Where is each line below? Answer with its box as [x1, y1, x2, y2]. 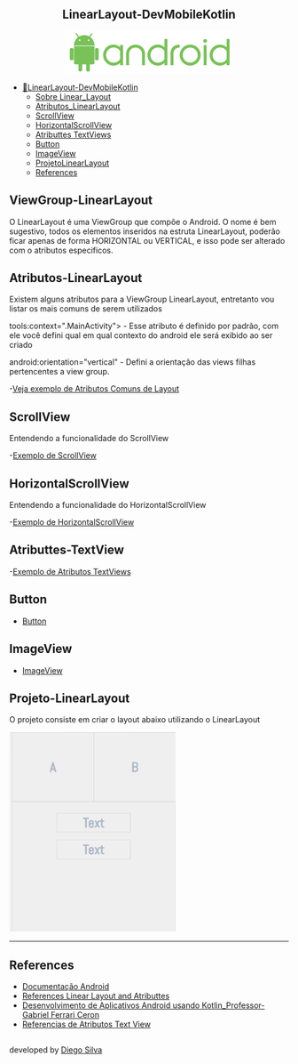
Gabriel [21, 1010, 50, 1020]
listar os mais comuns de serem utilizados [9, 303, 162, 314]
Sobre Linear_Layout [35, 91, 111, 101]
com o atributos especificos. [9, 245, 114, 255]
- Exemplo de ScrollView [9, 450, 98, 461]
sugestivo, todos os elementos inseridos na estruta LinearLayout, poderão [9, 226, 281, 237]
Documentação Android [21, 981, 110, 992]
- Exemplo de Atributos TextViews [9, 566, 131, 576]
